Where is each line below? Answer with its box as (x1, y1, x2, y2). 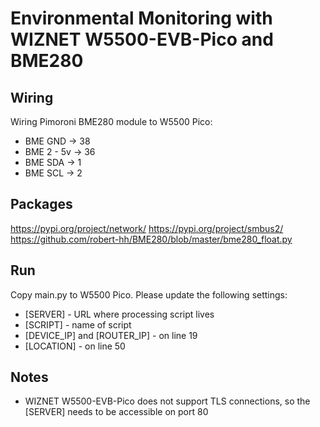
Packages (10, 196, 73, 213)
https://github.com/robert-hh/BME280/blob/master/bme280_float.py (10, 233, 293, 245)
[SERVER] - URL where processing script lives (24, 308, 215, 320)
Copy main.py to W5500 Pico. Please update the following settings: (10, 288, 288, 301)
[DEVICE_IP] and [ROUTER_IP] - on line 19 (24, 329, 198, 341)
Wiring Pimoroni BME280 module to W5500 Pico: (10, 116, 213, 127)
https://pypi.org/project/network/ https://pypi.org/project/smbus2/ (10, 222, 284, 234)
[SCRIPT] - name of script (24, 318, 132, 331)
